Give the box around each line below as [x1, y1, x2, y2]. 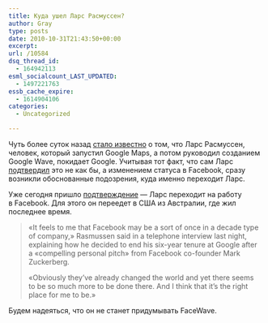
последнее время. [8, 207, 73, 216]
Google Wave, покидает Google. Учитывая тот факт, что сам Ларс [8, 157, 233, 166]
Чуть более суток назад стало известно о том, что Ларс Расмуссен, [8, 140, 245, 149]
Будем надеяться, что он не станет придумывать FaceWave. [8, 306, 217, 315]
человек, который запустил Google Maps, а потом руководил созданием [8, 148, 261, 157]
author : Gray [8, 19, 53, 28]
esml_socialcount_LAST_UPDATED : [8, 72, 117, 80]
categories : [8, 102, 49, 110]
